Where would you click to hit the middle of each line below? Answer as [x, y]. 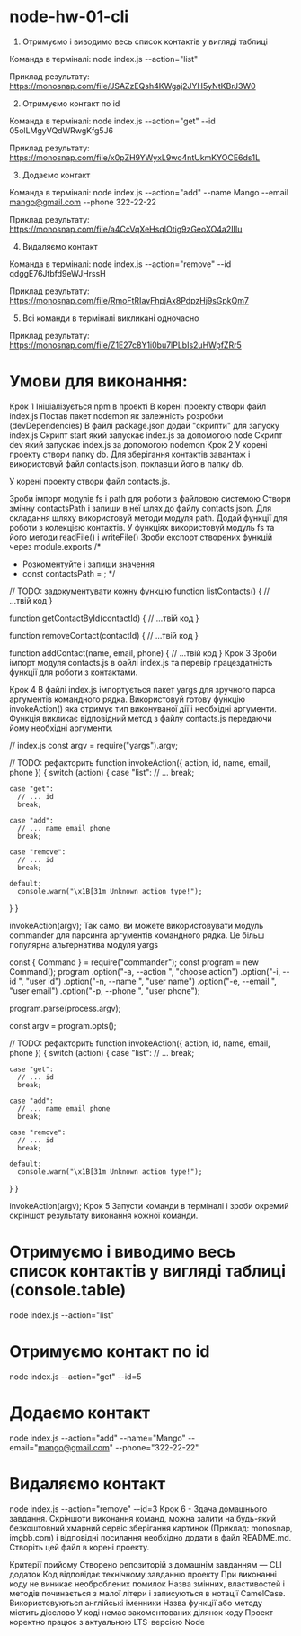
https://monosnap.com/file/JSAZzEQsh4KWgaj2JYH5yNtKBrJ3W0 [133, 86]
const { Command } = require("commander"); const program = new [134, 962]
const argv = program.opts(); [63, 1025]
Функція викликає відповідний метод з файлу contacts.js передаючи [141, 718]
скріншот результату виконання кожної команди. [104, 1215]
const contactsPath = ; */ [69, 573]
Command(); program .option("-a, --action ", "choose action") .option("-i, [145, 971]
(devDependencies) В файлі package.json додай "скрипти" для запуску [145, 425]
